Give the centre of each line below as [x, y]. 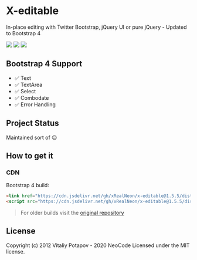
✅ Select [25, 91]
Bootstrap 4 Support [44, 64]
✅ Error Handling [35, 104]
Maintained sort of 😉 [32, 137]
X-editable [33, 11]
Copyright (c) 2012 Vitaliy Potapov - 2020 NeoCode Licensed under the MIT [98, 245]
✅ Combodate [32, 97]
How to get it [30, 156]
